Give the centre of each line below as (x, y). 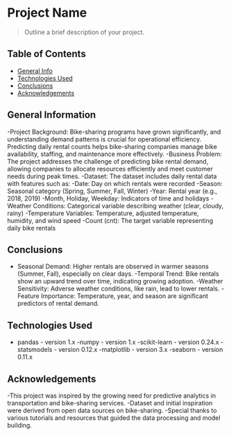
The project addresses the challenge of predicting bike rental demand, (108, 161)
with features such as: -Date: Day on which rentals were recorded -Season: (115, 183)
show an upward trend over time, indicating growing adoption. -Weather (120, 281)
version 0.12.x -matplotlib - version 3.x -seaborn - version (141, 350)
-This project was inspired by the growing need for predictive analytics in (112, 396)
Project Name (47, 13)
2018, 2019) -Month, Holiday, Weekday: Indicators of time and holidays (108, 198)
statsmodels (35, 350)
